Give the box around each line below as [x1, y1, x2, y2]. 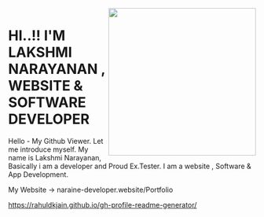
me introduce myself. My [8, 145, 89, 154]
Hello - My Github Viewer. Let [8, 136, 104, 145]
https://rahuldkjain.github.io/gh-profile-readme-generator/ [8, 200, 197, 209]
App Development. [8, 169, 69, 179]
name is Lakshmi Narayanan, [8, 153, 102, 162]
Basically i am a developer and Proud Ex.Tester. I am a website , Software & [8, 161, 251, 171]
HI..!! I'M [8, 27, 66, 45]
